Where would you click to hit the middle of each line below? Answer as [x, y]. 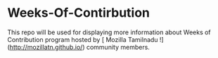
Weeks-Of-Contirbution [78, 13]
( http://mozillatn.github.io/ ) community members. [78, 47]
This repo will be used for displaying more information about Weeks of [109, 32]
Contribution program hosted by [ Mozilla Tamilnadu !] [85, 39]
